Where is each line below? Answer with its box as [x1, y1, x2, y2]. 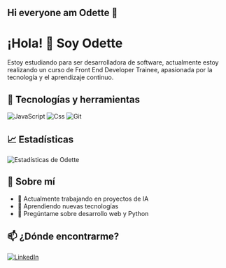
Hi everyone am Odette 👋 [7, 7, 118, 19]
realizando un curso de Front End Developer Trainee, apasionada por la [7, 66, 213, 74]
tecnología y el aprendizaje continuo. [7, 73, 114, 81]
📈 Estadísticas [7, 133, 74, 145]
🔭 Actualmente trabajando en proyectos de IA [17, 194, 149, 203]
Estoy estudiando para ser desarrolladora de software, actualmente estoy [7, 58, 219, 67]
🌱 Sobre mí [7, 176, 55, 188]
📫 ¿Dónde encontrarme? [7, 231, 120, 243]
